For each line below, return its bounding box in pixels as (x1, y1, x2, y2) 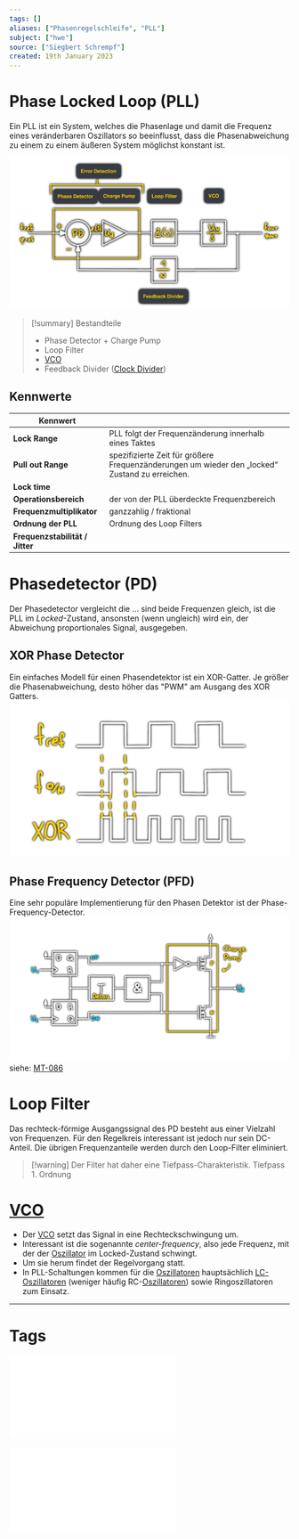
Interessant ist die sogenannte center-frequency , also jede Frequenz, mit (21, 1239, 289, 1250)
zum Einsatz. (21, 1286, 69, 1297)
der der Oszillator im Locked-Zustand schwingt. (21, 1248, 198, 1259)
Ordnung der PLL (12, 518, 78, 529)
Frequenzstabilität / (12, 531, 88, 541)
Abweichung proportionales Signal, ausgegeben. (9, 623, 189, 633)
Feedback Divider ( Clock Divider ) (44, 363, 166, 374)
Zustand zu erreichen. (109, 468, 190, 480)
